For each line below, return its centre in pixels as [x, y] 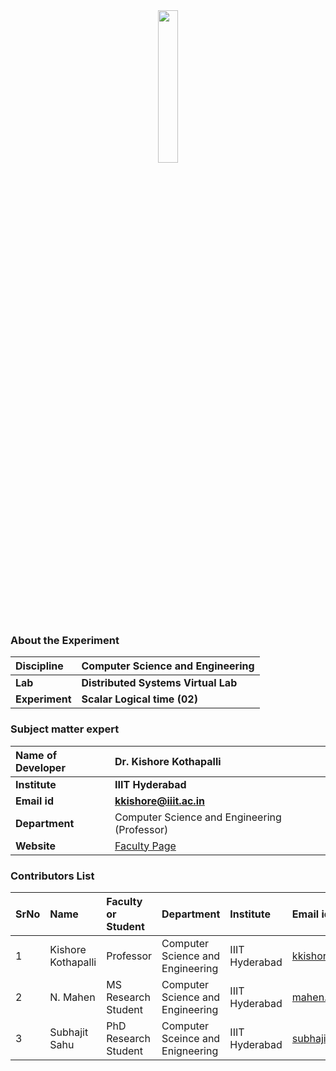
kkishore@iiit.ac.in [159, 801]
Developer [40, 767]
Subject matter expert [65, 729]
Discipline [39, 666]
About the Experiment [65, 640]
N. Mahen [72, 997]
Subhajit [69, 1032]
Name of [36, 755]
